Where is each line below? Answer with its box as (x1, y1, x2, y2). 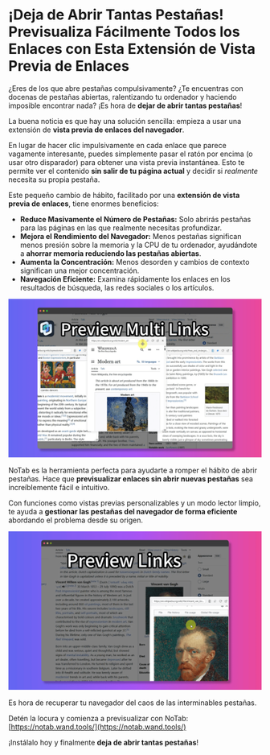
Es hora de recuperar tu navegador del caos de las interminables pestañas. (8, 698, 257, 708)
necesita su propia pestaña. (8, 175, 100, 184)
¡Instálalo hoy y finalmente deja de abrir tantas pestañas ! (8, 737, 199, 747)
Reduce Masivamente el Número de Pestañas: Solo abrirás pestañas (19, 214, 252, 224)
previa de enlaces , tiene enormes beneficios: (8, 199, 159, 208)
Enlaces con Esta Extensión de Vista (8, 40, 256, 58)
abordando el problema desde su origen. (8, 515, 143, 525)
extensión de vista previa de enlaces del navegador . (8, 125, 185, 134)
